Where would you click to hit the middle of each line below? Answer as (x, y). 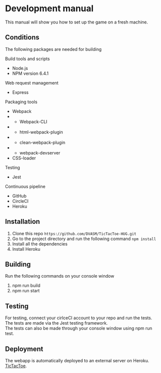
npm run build (26, 285)
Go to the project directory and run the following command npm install (84, 239)
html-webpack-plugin (41, 132)
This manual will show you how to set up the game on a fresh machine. (77, 22)
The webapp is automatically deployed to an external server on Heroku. (77, 361)
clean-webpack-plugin (42, 142)
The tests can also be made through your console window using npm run (79, 329)
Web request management (32, 83)
